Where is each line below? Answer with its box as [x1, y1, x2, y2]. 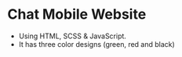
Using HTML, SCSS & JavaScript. [18, 31, 127, 41]
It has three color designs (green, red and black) [18, 39, 176, 48]
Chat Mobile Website [7, 5, 147, 23]
